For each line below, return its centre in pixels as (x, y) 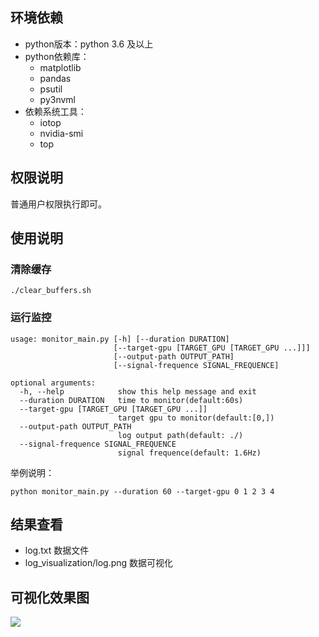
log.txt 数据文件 (57, 550)
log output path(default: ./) (180, 435)
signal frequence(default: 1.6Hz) (189, 453)
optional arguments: (53, 383)
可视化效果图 (50, 597)
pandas (55, 78)
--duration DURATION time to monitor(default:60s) (131, 400)
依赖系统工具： (55, 111)
